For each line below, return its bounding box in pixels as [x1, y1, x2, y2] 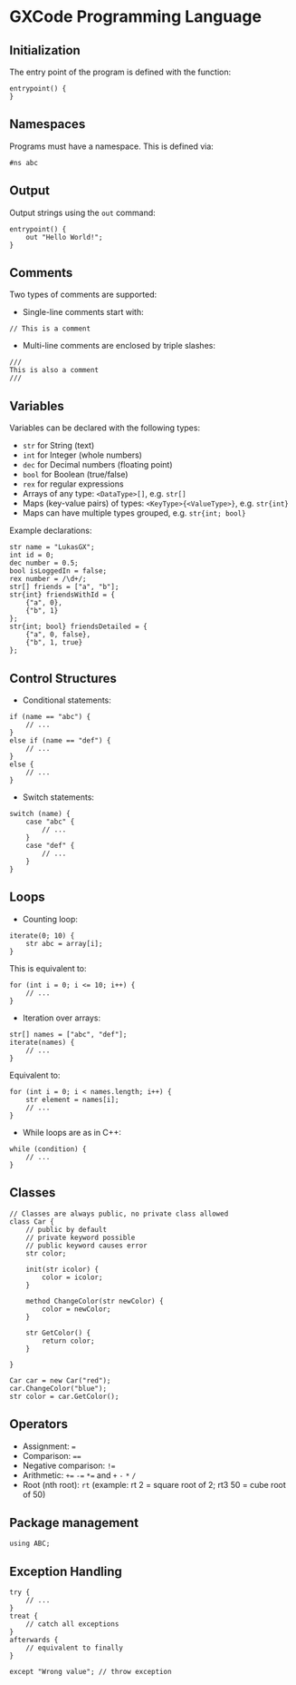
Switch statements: [22, 792, 95, 803]
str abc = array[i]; [25, 939, 103, 948]
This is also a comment [9, 366, 100, 375]
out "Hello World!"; [25, 232, 103, 241]
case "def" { [25, 842, 75, 851]
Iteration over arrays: [22, 1012, 101, 1023]
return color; [42, 1336, 95, 1345]
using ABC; [9, 1539, 51, 1549]
